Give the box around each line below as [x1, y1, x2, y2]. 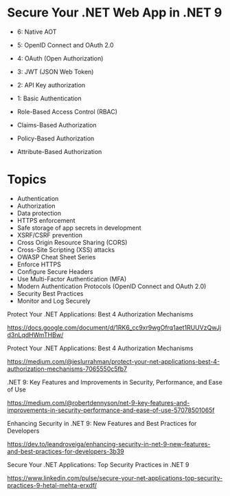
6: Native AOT [16, 28, 57, 36]
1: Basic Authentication [16, 94, 82, 103]
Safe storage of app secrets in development [16, 224, 141, 232]
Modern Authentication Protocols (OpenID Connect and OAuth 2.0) [16, 282, 207, 290]
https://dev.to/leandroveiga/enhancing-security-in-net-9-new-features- [7, 440, 211, 448]
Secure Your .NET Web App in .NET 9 [7, 5, 222, 21]
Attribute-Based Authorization [16, 147, 102, 155]
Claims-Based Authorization [16, 120, 97, 129]
